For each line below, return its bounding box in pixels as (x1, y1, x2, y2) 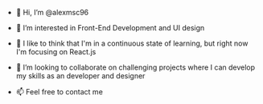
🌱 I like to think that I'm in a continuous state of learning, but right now (15, 38, 249, 48)
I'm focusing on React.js (15, 47, 97, 56)
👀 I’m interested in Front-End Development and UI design (15, 23, 205, 32)
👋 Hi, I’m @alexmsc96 (15, 8, 89, 17)
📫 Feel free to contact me (15, 87, 103, 96)
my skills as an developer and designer (15, 71, 146, 80)
